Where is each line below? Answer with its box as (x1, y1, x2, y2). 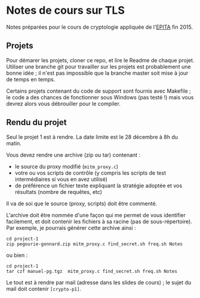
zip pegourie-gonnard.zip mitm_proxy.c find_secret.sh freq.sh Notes (6, 241, 183, 247)
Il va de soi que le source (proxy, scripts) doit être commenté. (6, 200, 158, 207)
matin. (6, 139, 22, 147)
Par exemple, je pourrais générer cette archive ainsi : (6, 224, 136, 231)
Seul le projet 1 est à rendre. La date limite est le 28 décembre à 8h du (6, 133, 178, 141)
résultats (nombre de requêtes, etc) (14, 188, 103, 195)
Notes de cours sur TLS (6, 4, 125, 17)
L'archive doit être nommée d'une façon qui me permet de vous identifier (6, 211, 186, 218)
